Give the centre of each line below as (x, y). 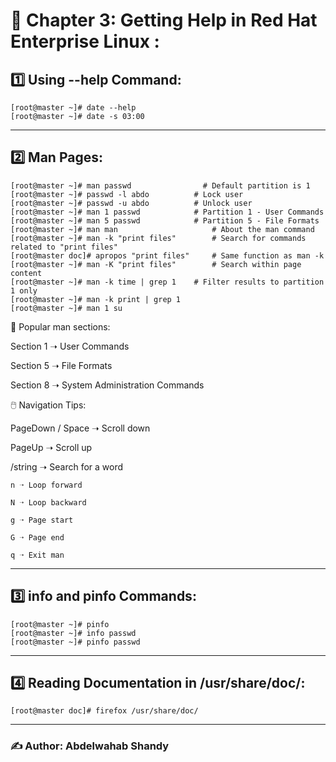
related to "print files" (64, 247)
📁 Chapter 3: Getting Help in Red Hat (164, 20)
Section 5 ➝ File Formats (61, 365)
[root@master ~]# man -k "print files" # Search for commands (158, 238)
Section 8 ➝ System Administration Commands (107, 385)
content (26, 273)
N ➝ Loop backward (48, 502)
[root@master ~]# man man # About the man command (162, 229)
